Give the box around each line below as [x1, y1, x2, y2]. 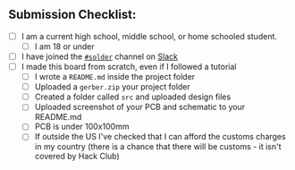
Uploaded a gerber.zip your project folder [34, 81, 191, 92]
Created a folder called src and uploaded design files [34, 91, 232, 102]
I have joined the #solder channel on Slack [21, 51, 178, 62]
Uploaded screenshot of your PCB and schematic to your [34, 102, 246, 113]
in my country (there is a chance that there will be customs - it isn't [34, 141, 282, 152]
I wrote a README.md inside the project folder [34, 72, 196, 82]
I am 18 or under [34, 40, 95, 52]
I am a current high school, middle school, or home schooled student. [21, 30, 278, 41]
